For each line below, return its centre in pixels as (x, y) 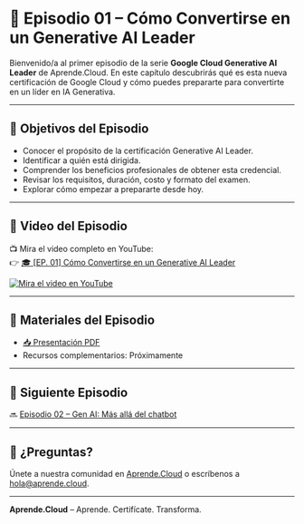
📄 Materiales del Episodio (82, 320)
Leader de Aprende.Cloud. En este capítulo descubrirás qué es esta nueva (148, 73)
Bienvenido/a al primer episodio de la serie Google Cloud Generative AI (143, 63)
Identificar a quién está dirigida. (81, 160)
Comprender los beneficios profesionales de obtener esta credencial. (152, 170)
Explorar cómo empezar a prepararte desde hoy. (113, 189)
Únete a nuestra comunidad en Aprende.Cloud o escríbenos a (124, 474)
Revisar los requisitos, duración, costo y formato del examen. (136, 180)
